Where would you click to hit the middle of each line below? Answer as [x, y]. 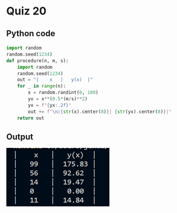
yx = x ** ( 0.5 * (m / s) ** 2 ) [58, 99]
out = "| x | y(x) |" [55, 80]
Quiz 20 [26, 11]
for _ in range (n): [42, 86]
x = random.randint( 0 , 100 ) [63, 93]
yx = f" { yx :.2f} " [50, 105]
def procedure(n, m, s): [37, 61]
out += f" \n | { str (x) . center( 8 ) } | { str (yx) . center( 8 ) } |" [100, 112]
